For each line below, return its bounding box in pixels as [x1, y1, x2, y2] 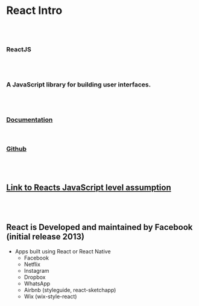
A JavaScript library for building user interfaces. [6, 80, 151, 89]
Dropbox [24, 273, 46, 281]
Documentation [6, 116, 53, 124]
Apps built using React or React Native [14, 247, 111, 255]
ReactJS [6, 45, 31, 53]
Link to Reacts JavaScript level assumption [6, 182, 171, 192]
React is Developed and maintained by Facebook [6, 222, 193, 233]
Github [6, 145, 27, 153]
